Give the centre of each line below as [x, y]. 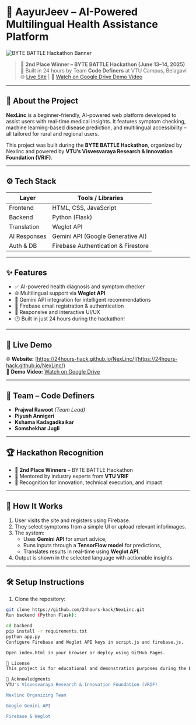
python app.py [23, 637]
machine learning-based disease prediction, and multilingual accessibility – [96, 127]
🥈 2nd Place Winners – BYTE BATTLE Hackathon [73, 469]
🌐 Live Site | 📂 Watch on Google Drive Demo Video [81, 77]
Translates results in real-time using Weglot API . [81, 551]
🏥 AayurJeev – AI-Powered [72, 12]
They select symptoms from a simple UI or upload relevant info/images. [100, 526]
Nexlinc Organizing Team [36, 695]
